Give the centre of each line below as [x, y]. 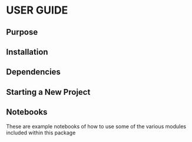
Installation [27, 52]
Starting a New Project [48, 92]
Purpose [22, 32]
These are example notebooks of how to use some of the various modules [96, 126]
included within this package [41, 133]
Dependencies [33, 72]
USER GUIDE [37, 10]
